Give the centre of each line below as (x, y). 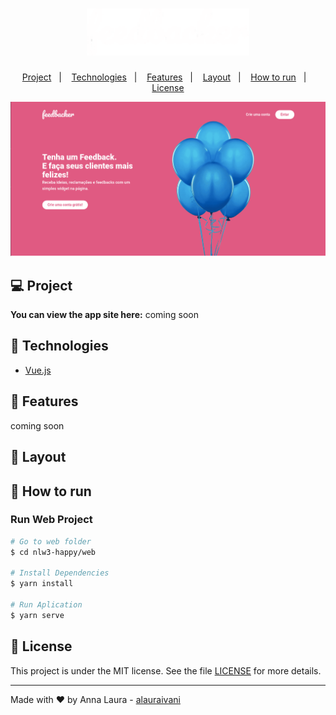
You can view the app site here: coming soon (104, 315)
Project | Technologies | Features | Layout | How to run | (164, 77)
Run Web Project (51, 520)
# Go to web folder (51, 541)
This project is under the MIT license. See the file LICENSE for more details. (166, 670)
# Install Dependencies (60, 573)
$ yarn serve (37, 615)
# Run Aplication (46, 605)
